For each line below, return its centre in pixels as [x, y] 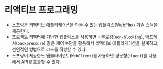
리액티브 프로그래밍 [41, 10]
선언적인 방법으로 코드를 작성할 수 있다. [49, 49]
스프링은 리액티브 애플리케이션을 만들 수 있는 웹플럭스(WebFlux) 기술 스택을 [85, 25]
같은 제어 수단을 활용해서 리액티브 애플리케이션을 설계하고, [102, 43]
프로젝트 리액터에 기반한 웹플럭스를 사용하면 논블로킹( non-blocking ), [78, 37]
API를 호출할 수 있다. [41, 62]
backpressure [31, 43]
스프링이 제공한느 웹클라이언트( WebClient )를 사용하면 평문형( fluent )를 [80, 55]
